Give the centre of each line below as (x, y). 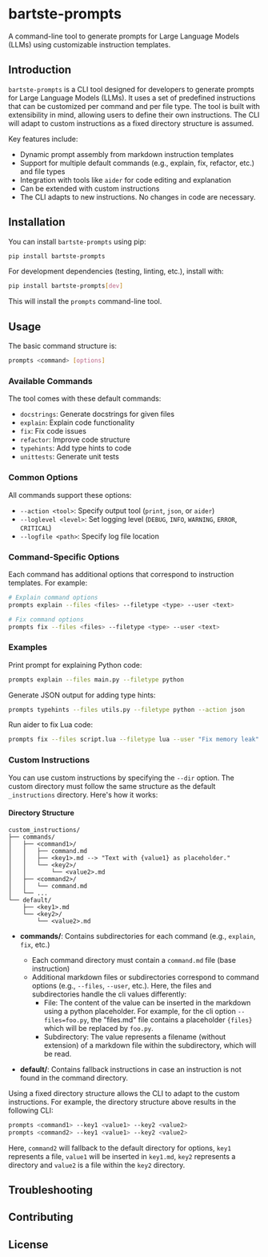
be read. (58, 1053)
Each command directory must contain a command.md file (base (134, 960)
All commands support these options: (70, 495)
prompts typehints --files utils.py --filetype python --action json (127, 709)
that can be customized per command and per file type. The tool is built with (134, 106)
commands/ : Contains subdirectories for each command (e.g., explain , (138, 936)
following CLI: (31, 1110)
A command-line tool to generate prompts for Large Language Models (124, 36)
